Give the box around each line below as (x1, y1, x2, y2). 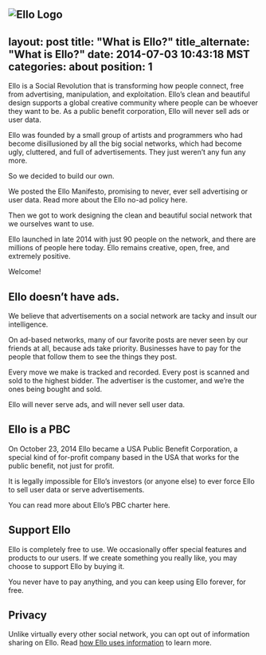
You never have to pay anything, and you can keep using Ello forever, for (8, 577, 247, 586)
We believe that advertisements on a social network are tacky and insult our (8, 312, 257, 321)
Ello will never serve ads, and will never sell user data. (8, 400, 186, 410)
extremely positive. (8, 252, 71, 261)
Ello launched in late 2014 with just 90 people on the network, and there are (8, 234, 256, 244)
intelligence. (8, 320, 49, 329)
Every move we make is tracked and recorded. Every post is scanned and (8, 367, 249, 377)
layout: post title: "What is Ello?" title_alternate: (8, 35, 250, 49)
